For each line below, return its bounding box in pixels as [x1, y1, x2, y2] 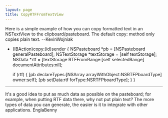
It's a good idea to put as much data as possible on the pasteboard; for [5, 91, 151, 97]
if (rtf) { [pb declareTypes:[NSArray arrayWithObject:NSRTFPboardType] [12, 71, 162, 77]
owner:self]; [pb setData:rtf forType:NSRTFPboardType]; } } [12, 77, 135, 83]
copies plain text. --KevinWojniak [5, 36, 73, 42]
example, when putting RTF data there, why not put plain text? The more [5, 96, 154, 102]
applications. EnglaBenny [5, 107, 57, 113]
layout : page [5, 7, 32, 12]
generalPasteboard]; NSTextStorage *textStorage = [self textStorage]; [12, 51, 157, 57]
